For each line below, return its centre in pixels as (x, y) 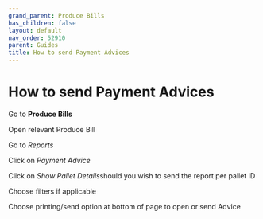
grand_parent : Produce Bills (56, 16)
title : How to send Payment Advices (69, 53)
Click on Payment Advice (50, 160)
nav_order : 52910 (37, 38)
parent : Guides (33, 45)
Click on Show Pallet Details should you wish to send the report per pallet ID (132, 175)
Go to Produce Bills (41, 114)
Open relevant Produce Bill (52, 129)
